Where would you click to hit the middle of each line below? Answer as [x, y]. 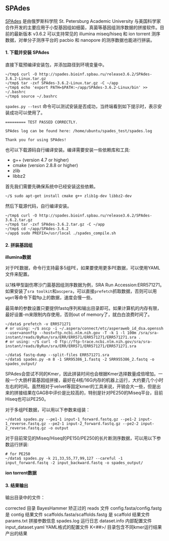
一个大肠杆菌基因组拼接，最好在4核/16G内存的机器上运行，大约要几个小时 [86, 380]
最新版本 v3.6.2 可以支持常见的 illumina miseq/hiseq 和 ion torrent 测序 [87, 34]
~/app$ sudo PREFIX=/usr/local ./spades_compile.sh [61, 233]
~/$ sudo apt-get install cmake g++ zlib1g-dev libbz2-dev [69, 196]
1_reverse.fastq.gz [26, 424]
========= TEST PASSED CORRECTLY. [42, 122]
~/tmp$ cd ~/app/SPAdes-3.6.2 [37, 229]
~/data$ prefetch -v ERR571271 [38, 324]
